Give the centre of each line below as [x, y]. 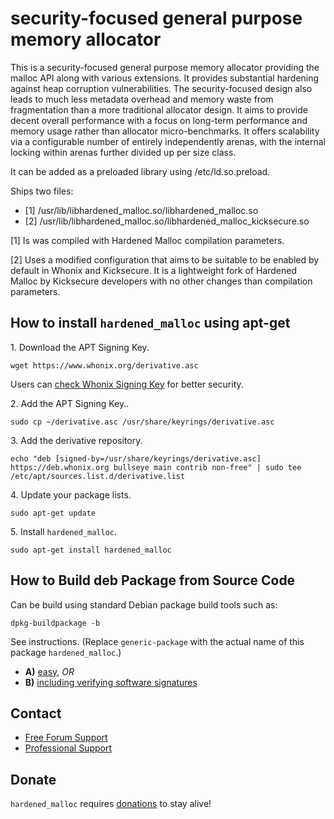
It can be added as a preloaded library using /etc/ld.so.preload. [140, 171]
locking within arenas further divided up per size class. [123, 152]
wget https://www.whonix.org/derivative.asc [104, 365]
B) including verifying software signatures [111, 682]
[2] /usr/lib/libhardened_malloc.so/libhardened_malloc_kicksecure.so [167, 221]
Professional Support [68, 748]
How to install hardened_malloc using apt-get [150, 323]
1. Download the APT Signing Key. [80, 347]
